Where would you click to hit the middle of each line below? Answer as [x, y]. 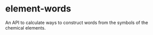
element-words [38, 9]
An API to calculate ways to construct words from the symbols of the [77, 22]
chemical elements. [25, 27]
